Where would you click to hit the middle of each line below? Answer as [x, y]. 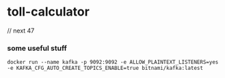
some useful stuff [37, 48]
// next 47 [21, 31]
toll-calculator [49, 12]
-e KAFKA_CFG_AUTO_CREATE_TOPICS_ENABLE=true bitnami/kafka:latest [105, 69]
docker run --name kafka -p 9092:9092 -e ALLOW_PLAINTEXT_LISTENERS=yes [113, 62]
